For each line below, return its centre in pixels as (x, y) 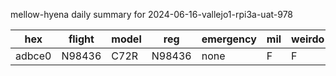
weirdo (308, 39)
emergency (229, 39)
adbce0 (33, 56)
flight (81, 39)
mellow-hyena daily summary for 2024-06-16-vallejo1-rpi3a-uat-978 (152, 14)
